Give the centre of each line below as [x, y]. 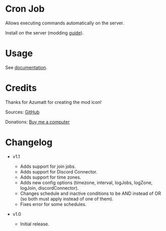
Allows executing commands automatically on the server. [65, 23]
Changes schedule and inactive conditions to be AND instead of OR [90, 193]
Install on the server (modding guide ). [45, 33]
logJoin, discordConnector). [49, 188]
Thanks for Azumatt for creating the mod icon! [54, 102]
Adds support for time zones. [51, 177]
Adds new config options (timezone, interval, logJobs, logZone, [86, 182]
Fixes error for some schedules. [53, 204]
